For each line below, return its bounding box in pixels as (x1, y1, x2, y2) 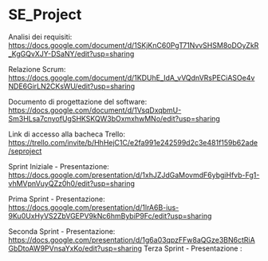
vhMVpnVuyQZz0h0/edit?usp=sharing (8, 178, 136, 188)
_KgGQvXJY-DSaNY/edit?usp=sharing (8, 49, 135, 58)
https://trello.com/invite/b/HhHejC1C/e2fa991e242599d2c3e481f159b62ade (8, 137, 258, 147)
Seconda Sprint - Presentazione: (8, 226, 116, 236)
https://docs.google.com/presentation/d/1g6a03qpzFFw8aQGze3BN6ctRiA (8, 235, 255, 244)
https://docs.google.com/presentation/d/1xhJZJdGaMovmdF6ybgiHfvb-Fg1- (8, 170, 260, 180)
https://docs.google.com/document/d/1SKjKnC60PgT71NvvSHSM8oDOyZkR (8, 40, 259, 49)
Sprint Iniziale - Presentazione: (8, 161, 109, 171)
